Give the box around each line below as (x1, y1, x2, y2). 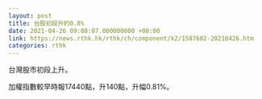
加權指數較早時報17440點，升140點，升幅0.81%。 (8, 82, 174, 92)
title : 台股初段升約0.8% (8, 19, 85, 27)
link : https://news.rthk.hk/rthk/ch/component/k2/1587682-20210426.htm (8, 34, 254, 43)
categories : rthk (8, 42, 67, 50)
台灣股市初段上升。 (8, 65, 73, 75)
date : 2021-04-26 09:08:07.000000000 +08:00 (8, 27, 160, 35)
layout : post (8, 11, 52, 20)
